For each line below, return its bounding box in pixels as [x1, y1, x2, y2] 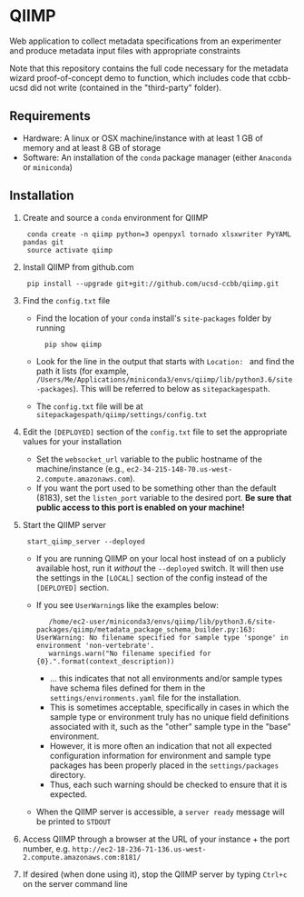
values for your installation [22, 435, 123, 446]
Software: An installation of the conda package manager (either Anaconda [22, 152, 292, 163]
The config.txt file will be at [35, 401, 143, 412]
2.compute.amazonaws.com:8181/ [22, 852, 142, 862]
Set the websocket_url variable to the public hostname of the [35, 453, 263, 464]
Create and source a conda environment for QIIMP [22, 212, 209, 223]
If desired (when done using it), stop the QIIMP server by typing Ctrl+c [22, 869, 288, 880]
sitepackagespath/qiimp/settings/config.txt [35, 410, 208, 419]
